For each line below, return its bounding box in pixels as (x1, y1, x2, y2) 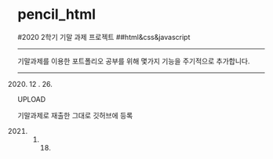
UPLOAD (17, 94, 46, 103)
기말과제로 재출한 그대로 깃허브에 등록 (17, 110, 133, 120)
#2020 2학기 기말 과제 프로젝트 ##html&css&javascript (17, 32, 191, 42)
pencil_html (17, 5, 96, 23)
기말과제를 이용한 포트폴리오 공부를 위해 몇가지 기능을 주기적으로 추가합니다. (17, 56, 250, 66)
